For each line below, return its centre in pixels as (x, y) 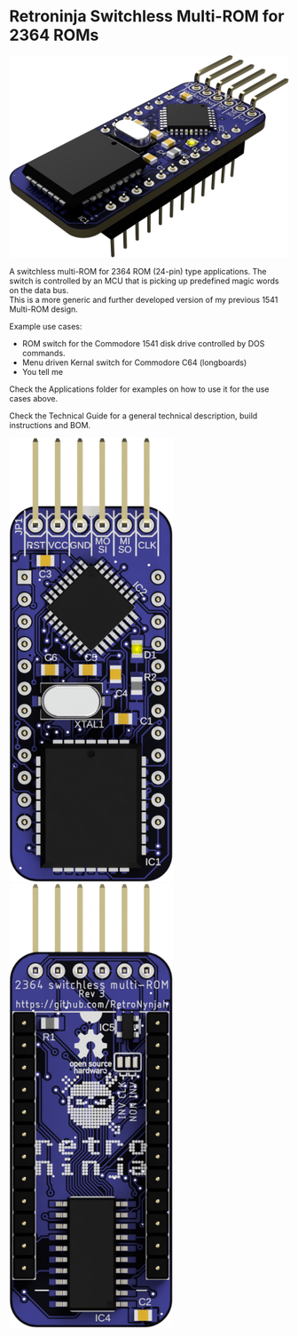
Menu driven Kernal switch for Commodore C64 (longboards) (134, 362)
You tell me (43, 372)
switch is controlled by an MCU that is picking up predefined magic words (144, 281)
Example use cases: (46, 327)
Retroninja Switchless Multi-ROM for (147, 16)
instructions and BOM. (50, 426)
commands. (43, 354)
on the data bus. (39, 290)
